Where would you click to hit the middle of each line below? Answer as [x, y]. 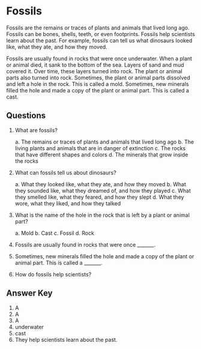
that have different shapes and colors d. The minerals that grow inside [101, 154]
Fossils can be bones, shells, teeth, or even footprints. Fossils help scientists [100, 34]
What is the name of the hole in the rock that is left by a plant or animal [102, 215]
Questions [26, 116]
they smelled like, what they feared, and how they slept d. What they [99, 197]
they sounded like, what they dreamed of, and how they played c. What [103, 190]
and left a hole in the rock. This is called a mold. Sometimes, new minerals [97, 84]
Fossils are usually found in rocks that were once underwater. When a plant [99, 58]
